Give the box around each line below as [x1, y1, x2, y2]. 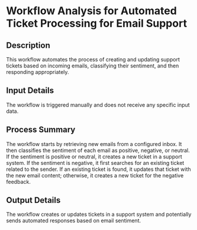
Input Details [6, 86, 54, 96]
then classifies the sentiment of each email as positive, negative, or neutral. [6, 147, 190, 154]
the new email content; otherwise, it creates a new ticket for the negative [6, 171, 184, 179]
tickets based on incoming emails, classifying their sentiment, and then [6, 62, 179, 69]
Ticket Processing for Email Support [6, 17, 188, 30]
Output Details [6, 195, 61, 205]
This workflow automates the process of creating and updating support [6, 56, 180, 63]
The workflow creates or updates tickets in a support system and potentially [6, 211, 192, 218]
